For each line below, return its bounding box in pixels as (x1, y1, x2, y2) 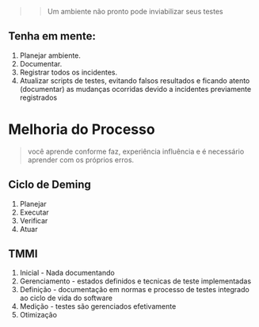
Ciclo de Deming (8, 178, 91, 192)
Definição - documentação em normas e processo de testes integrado (19, 285, 249, 295)
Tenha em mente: (8, 29, 97, 43)
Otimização (19, 310, 58, 320)
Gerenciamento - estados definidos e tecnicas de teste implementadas (19, 276, 252, 286)
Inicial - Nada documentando (19, 268, 115, 278)
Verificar (19, 215, 48, 225)
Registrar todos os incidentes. (19, 67, 117, 77)
